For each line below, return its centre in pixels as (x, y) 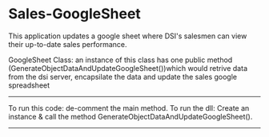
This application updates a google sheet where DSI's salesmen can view (128, 36)
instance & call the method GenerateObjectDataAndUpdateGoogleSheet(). (130, 116)
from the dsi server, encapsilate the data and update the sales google (123, 76)
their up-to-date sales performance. (68, 44)
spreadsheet (29, 85)
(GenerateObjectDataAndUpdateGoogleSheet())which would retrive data (128, 68)
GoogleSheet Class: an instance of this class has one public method (120, 60)
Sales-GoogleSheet (75, 14)
